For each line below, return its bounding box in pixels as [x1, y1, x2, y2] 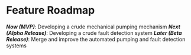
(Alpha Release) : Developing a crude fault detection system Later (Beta [6, 29, 182, 36]
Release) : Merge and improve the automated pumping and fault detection [6, 35, 186, 43]
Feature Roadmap [6, 4, 95, 17]
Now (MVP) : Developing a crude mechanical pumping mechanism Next [6, 23, 180, 30]
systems [6, 42, 27, 49]
